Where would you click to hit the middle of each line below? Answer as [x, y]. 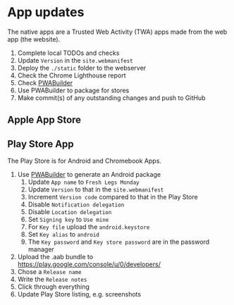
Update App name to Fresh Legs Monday [84, 182]
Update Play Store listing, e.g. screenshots [79, 294]
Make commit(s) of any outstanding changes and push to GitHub [111, 98]
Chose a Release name [49, 272]
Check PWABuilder [45, 82]
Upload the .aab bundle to [55, 257]
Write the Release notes [52, 280]
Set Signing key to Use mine [68, 220]
